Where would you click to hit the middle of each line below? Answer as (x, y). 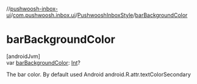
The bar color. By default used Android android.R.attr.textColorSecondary (99, 74)
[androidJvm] (23, 56)
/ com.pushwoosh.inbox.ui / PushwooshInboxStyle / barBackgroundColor (99, 15)
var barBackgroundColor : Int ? (43, 62)
